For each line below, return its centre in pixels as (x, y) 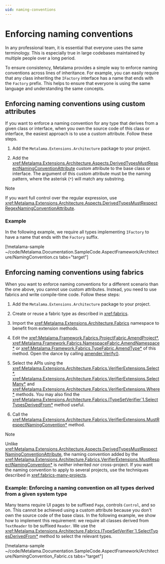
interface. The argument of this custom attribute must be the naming (82, 174)
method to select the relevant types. (76, 536)
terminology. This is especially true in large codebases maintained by (75, 53)
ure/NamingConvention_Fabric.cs (39, 556)
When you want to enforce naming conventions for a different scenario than (82, 284)
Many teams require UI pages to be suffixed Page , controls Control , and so (80, 505)
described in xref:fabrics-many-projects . (46, 475)
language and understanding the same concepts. (55, 88)
